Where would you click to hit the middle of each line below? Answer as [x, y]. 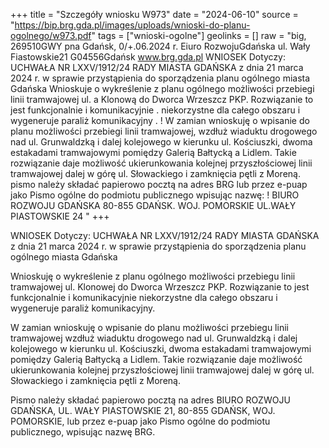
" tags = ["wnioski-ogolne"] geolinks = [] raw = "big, [199, 35]
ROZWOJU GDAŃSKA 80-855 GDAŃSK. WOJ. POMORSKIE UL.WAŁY [153, 205]
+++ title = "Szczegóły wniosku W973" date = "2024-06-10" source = [154, 14]
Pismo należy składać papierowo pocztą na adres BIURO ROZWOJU [150, 400]
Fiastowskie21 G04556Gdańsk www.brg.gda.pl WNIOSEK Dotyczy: [148, 57]
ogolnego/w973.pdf [51, 35]
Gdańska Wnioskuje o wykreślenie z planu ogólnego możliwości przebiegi [162, 88]
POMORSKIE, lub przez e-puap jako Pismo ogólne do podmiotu [140, 421]
